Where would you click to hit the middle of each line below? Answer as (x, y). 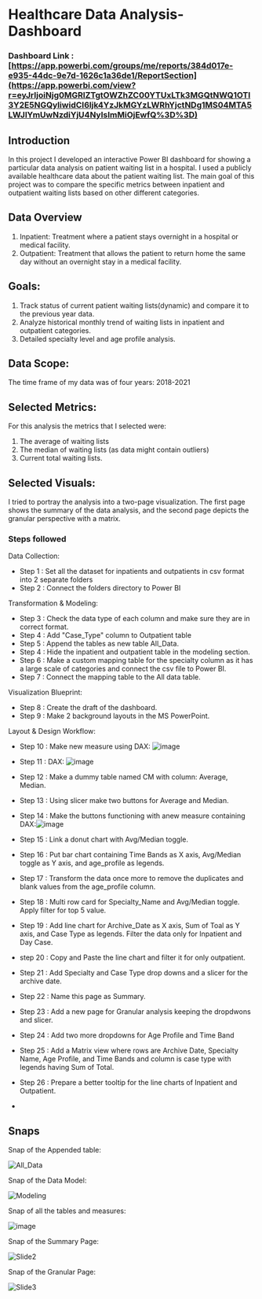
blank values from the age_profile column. (87, 886)
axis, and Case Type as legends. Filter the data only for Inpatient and (131, 934)
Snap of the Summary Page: (54, 1242)
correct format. (44, 627)
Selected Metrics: (53, 407)
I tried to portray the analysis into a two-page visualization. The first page (127, 501)
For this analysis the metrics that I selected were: (87, 426)
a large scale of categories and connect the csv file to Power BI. (123, 669)
